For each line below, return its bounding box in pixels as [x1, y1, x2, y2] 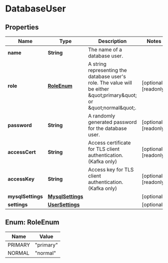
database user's [88, 73, 126, 80]
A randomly [88, 112, 115, 119]
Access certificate [88, 139, 131, 146]
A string [88, 60, 106, 67]
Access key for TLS [88, 166, 134, 173]
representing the [88, 67, 127, 73]
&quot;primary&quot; [88, 92, 137, 98]
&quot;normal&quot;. [88, 104, 136, 111]
